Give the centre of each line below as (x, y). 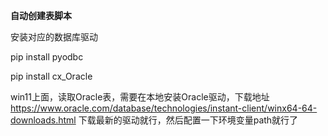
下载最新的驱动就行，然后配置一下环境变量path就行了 (188, 120)
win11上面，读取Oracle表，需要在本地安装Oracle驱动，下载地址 (140, 97)
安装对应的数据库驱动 (54, 37)
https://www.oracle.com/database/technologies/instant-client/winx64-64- (164, 108)
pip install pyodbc (47, 57)
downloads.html (43, 120)
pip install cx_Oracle (51, 76)
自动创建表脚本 (41, 15)
